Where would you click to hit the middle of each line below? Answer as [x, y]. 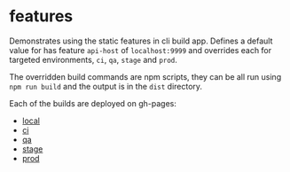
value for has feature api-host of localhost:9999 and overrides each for [141, 50]
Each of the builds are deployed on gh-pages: [93, 103]
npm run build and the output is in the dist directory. [106, 86]
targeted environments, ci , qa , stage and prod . [93, 59]
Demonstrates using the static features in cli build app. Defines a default [141, 41]
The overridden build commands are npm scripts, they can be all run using [145, 76]
